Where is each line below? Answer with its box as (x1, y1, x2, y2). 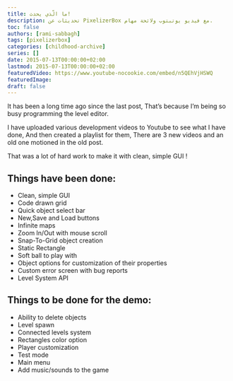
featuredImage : (7, 76, 52, 83)
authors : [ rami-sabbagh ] (7, 30, 80, 37)
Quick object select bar (17, 206, 86, 215)
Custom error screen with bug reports (17, 266, 129, 275)
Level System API (17, 274, 69, 283)
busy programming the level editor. (7, 110, 109, 118)
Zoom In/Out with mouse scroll (17, 229, 107, 238)
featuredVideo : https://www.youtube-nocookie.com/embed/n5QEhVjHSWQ (7, 69, 213, 76)
